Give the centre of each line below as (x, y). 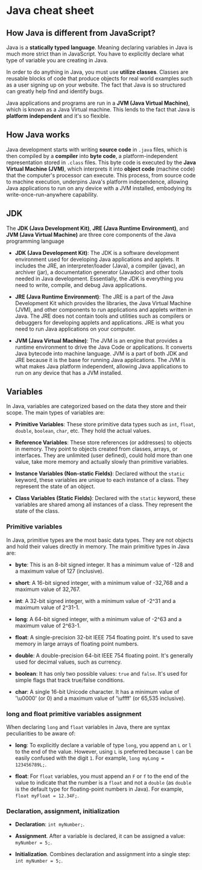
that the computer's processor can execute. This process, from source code (101, 175)
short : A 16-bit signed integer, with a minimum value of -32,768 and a (101, 582)
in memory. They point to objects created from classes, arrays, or (96, 449)
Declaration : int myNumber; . (50, 825)
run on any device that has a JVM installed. (68, 372)
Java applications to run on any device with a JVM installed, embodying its (99, 188)
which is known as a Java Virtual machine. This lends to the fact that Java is (101, 109)
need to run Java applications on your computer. (75, 329)
